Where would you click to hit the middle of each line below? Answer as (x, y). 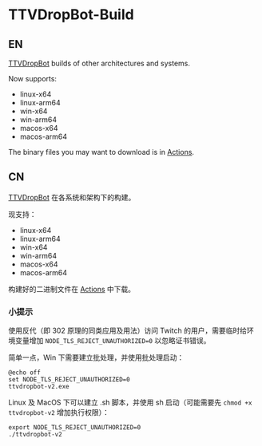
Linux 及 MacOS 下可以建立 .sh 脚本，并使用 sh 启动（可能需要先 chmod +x (130, 403)
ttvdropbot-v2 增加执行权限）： (59, 412)
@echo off (25, 373)
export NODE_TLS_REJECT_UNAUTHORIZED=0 (75, 428)
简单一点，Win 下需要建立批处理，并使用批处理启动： (96, 357)
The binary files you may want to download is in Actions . (101, 152)
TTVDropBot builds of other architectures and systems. (99, 63)
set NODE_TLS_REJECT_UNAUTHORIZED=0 (69, 380)
